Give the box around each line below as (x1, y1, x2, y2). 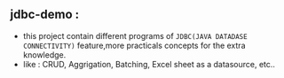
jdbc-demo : (10, 7, 80, 22)
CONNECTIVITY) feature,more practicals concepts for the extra (22, 40, 246, 51)
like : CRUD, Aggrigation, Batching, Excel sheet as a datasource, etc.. (22, 58, 276, 69)
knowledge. (22, 49, 67, 60)
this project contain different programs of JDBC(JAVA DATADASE (22, 30, 248, 41)
